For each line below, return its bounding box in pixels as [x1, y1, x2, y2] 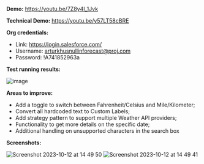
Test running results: [6, 65, 61, 73]
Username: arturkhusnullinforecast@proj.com [15, 47, 131, 54]
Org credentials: [6, 29, 49, 36]
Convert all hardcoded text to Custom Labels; [15, 108, 130, 115]
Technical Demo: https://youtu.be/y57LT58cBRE [6, 17, 129, 24]
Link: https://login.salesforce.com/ [15, 41, 102, 48]
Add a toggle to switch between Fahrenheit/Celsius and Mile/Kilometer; [15, 101, 195, 108]
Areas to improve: [6, 89, 53, 97]
